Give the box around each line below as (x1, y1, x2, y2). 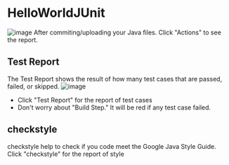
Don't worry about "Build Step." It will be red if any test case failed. (17, 103, 211, 112)
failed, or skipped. (7, 82, 60, 91)
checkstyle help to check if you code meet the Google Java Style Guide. (7, 142, 216, 150)
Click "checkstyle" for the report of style (7, 150, 124, 158)
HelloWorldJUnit (7, 5, 105, 21)
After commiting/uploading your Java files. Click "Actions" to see (34, 28, 221, 37)
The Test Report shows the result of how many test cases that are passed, (7, 74, 223, 83)
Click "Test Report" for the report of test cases (17, 95, 152, 104)
